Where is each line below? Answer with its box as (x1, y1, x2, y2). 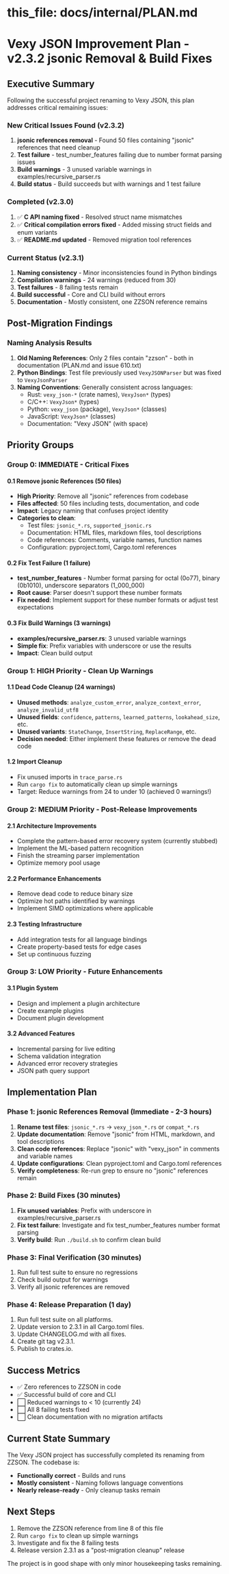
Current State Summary (7, 1433, 111, 1444)
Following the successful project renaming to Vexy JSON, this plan (7, 96, 195, 104)
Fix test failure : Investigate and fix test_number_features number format (16, 1221, 221, 1229)
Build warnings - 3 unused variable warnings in (16, 165, 152, 174)
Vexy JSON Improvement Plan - (7, 36, 190, 52)
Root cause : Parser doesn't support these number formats (16, 589, 183, 597)
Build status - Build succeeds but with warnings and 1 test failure (16, 180, 201, 188)
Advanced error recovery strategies (16, 1059, 118, 1068)
